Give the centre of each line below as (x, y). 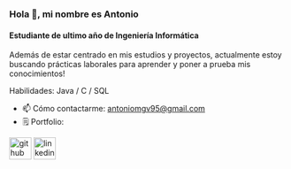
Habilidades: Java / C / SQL (59, 91)
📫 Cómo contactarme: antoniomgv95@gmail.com (114, 109)
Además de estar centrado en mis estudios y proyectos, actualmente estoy (145, 55)
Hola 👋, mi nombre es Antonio (74, 14)
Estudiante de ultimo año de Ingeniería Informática (104, 35)
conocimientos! (37, 73)
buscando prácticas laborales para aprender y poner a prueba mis (130, 65)
